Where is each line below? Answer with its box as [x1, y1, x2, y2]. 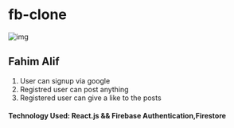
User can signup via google [19, 76, 111, 85]
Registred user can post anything [19, 84, 129, 94]
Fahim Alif [8, 55, 60, 68]
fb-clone [8, 6, 68, 24]
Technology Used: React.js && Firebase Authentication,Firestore [8, 111, 227, 121]
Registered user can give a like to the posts [19, 93, 162, 103]
